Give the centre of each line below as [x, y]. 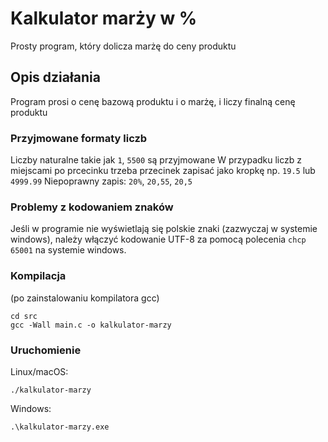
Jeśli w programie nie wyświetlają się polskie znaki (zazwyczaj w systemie [164, 229]
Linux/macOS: [39, 371]
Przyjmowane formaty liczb [79, 138]
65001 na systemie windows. [68, 250]
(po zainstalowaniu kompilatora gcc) [85, 298]
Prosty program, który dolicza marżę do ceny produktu [123, 46]
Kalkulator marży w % [104, 18]
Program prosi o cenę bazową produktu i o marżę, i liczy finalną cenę [153, 101]
